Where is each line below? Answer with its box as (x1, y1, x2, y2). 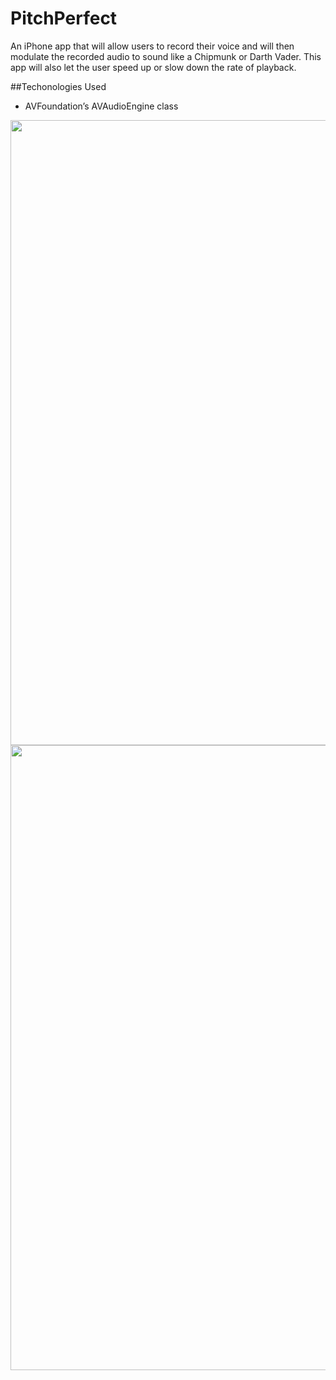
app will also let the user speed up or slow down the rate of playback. (10, 61, 297, 73)
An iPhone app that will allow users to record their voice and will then (10, 40, 295, 52)
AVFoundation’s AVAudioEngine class (24, 100, 179, 112)
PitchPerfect (10, 7, 118, 30)
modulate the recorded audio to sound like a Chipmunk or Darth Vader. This (10, 50, 322, 62)
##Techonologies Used (10, 80, 107, 92)
